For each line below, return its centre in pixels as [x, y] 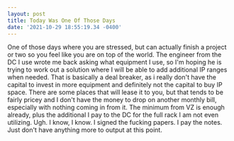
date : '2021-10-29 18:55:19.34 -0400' [65, 27]
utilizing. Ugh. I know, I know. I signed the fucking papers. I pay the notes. [115, 123]
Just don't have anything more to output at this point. [85, 130]
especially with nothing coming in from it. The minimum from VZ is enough [116, 108]
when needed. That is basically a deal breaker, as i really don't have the [112, 77]
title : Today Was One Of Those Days [61, 21]
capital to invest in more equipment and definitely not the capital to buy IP [115, 85]
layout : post [27, 14]
